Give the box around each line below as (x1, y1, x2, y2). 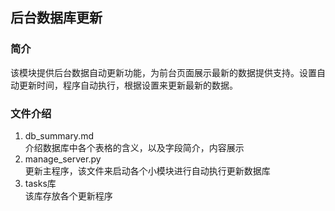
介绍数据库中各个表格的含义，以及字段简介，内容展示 (24, 141, 245, 153)
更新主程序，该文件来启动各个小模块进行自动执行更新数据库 (24, 164, 271, 177)
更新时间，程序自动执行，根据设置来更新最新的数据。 (18, 79, 238, 91)
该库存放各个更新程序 (24, 189, 113, 202)
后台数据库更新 (10, 9, 103, 27)
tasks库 (24, 177, 57, 189)
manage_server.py (24, 153, 102, 165)
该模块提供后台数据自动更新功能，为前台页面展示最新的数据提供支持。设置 (10, 66, 317, 78)
